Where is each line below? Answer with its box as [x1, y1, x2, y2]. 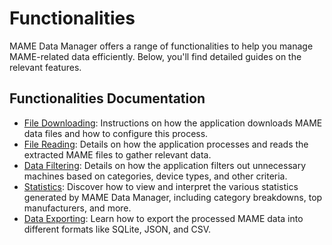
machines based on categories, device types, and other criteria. [23, 170, 288, 182]
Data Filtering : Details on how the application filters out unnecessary [23, 159, 307, 171]
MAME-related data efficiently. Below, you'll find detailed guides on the [9, 50, 302, 62]
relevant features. [9, 61, 82, 73]
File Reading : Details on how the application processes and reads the [23, 138, 309, 150]
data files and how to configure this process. [23, 127, 209, 139]
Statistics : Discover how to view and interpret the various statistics [23, 180, 299, 192]
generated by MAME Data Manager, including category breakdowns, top [23, 191, 323, 203]
